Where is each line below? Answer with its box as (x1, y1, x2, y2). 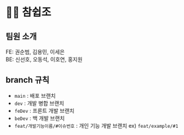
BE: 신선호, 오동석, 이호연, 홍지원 (5, 56, 83, 63)
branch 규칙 (5, 75, 49, 85)
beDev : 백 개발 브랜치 (14, 115, 65, 122)
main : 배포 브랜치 (14, 92, 56, 99)
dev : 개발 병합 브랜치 (14, 100, 64, 107)
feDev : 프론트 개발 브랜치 (14, 107, 75, 114)
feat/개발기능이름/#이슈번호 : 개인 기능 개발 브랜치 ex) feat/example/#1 (14, 122, 179, 129)
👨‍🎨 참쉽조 (5, 5, 52, 19)
